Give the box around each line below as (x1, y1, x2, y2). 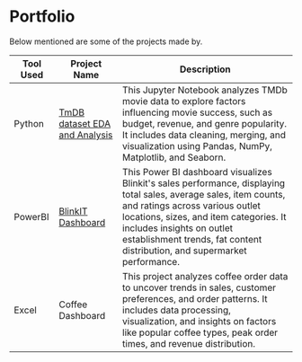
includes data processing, (122, 304, 232, 316)
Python (13, 117, 45, 129)
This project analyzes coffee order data (122, 269, 289, 282)
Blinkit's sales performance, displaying (122, 177, 286, 190)
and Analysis (58, 128, 113, 141)
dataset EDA (58, 117, 111, 129)
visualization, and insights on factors (122, 314, 277, 327)
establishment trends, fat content (122, 233, 262, 245)
